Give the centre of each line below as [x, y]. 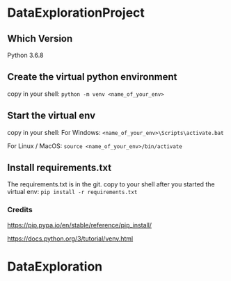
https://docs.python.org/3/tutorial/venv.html [70, 239]
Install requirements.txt [59, 168]
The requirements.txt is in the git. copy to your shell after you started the [111, 184]
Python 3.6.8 [25, 55]
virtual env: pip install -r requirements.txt [72, 192]
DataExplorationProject [76, 13]
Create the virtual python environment [92, 77]
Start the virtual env [51, 116]
